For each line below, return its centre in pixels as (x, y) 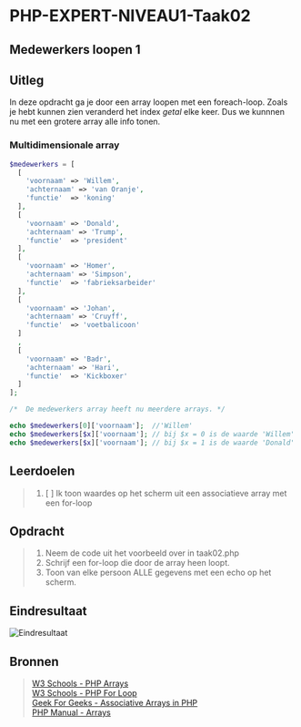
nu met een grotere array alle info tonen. (85, 122)
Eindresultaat (49, 611)
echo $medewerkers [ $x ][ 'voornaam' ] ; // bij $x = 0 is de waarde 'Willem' (152, 434)
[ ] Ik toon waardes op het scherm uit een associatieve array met (166, 493)
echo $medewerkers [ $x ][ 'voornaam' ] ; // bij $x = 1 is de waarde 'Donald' (152, 443)
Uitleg (27, 80)
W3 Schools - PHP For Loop (85, 692)
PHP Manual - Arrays (71, 712)
